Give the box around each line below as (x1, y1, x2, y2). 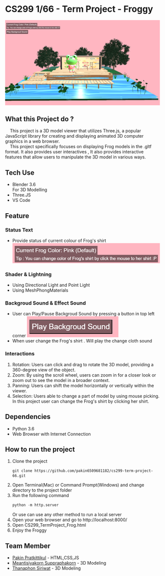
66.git (12, 473, 26, 478)
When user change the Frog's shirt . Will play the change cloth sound (12, 338, 152, 344)
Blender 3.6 (12, 182, 36, 188)
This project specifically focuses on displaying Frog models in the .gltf (9, 144, 152, 150)
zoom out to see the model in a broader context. (12, 377, 110, 383)
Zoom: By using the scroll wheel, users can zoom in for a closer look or (12, 372, 156, 378)
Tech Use (5, 168, 34, 177)
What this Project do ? (5, 115, 74, 123)
